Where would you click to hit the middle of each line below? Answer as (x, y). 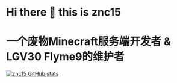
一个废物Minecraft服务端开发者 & (89, 42)
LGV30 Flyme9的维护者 (65, 57)
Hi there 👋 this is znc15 (64, 12)
